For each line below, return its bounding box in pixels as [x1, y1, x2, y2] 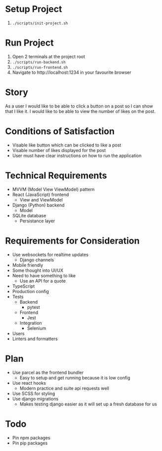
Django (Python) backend [12, 202, 65, 208]
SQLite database [12, 212, 46, 218]
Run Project [5, 37, 54, 49]
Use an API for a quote [19, 278, 66, 284]
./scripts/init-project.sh [12, 21, 68, 26]
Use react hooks [12, 380, 46, 386]
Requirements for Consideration [5, 235, 140, 246]
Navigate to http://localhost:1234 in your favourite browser [12, 69, 132, 75]
